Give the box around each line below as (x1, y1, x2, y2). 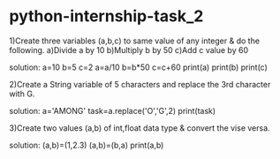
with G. (9, 88, 35, 99)
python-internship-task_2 (9, 6, 204, 26)
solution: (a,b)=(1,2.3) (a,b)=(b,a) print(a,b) (9, 140, 164, 150)
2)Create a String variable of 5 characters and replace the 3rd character (9, 79, 271, 89)
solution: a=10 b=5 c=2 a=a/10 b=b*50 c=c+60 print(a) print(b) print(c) (9, 62, 268, 72)
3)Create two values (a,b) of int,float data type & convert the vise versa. (9, 122, 271, 133)
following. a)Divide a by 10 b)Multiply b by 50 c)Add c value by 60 (9, 44, 249, 55)
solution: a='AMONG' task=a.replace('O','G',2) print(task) (9, 105, 216, 116)
